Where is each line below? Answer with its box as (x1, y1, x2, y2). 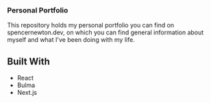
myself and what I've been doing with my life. (7, 36, 135, 44)
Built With (7, 56, 50, 67)
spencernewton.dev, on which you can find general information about (7, 28, 204, 36)
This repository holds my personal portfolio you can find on (7, 21, 175, 30)
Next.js (16, 89, 38, 97)
